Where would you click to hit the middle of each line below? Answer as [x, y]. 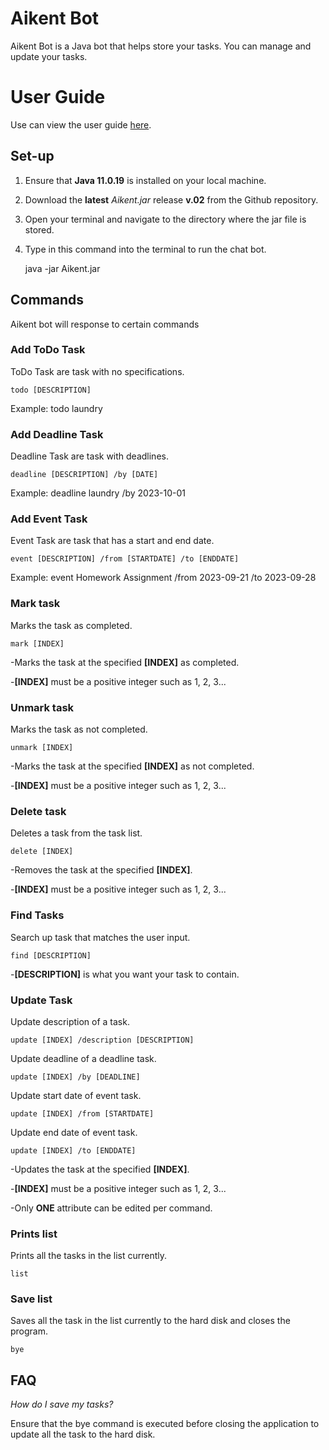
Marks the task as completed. [71, 625]
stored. [39, 229]
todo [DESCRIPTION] [51, 390]
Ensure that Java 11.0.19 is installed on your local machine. [145, 180]
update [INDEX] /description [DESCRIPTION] [102, 1040]
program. [29, 1331]
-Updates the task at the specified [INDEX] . [100, 1169]
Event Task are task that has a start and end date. [112, 541]
